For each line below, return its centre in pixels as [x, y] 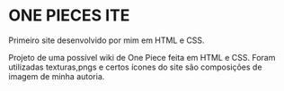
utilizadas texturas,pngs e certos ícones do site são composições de [135, 67]
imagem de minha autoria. [57, 76]
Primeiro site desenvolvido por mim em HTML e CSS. [106, 40]
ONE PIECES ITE [69, 16]
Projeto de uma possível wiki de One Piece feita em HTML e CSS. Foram [142, 57]
